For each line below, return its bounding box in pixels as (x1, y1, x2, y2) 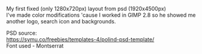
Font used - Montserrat (6, 42, 64, 49)
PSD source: (6, 29, 37, 37)
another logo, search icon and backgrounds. (6, 18, 116, 25)
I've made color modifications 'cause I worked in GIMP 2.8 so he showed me (6, 11, 196, 19)
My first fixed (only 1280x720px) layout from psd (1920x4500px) (6, 5, 167, 12)
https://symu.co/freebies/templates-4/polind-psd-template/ (6, 36, 155, 43)
